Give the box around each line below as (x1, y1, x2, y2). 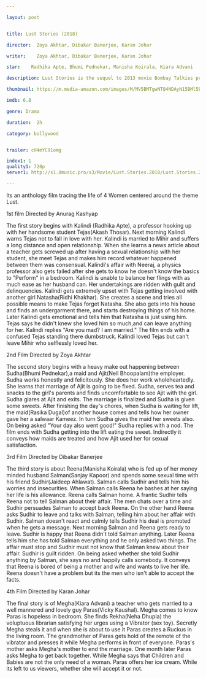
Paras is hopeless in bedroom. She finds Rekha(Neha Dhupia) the (6, 612, 172, 620)
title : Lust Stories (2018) (6, 31, 78, 37)
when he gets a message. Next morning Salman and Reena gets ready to (6, 523, 191, 531)
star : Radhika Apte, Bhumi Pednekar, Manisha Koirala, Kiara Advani (6, 64, 193, 71)
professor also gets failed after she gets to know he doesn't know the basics (6, 268, 200, 275)
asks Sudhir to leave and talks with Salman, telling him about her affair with (6, 510, 196, 518)
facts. (6, 576, 21, 583)
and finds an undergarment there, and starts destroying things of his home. (6, 306, 196, 314)
